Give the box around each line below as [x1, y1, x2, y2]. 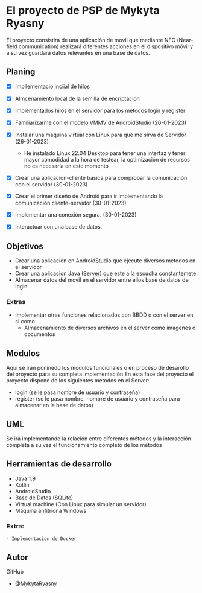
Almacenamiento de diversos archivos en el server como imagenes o [24, 324, 196, 332]
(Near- [177, 36, 194, 43]
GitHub [6, 568, 24, 575]
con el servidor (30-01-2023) [14, 181, 88, 188]
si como [14, 318, 35, 325]
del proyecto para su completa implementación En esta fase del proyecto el [6, 370, 194, 378]
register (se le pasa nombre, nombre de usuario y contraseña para [14, 395, 180, 402]
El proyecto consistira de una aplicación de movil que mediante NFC [6, 36, 176, 43]
